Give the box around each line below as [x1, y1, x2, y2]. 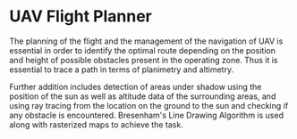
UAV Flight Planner [9, 6, 152, 27]
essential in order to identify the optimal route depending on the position [9, 45, 276, 55]
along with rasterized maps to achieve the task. [9, 119, 183, 130]
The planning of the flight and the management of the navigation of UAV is [9, 36, 284, 46]
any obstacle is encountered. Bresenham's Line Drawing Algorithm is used [9, 110, 284, 120]
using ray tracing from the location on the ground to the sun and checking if [9, 100, 289, 110]
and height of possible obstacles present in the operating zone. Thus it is [9, 54, 278, 65]
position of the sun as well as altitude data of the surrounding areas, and [9, 91, 276, 102]
